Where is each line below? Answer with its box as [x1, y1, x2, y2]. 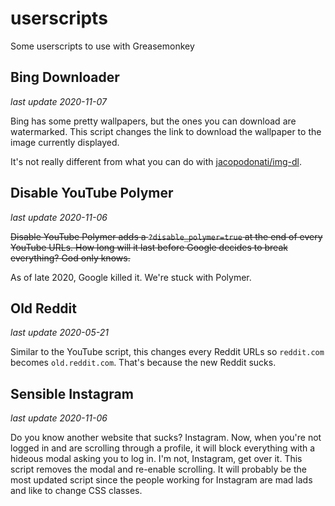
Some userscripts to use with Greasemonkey [10, 40, 195, 52]
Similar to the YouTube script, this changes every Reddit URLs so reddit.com [10, 346, 325, 358]
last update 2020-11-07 [10, 95, 107, 107]
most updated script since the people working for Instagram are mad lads [10, 474, 313, 486]
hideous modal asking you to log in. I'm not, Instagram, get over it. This [10, 453, 303, 465]
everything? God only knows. [10, 252, 131, 264]
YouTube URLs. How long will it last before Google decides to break [10, 241, 288, 253]
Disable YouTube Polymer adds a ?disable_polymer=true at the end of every [10, 230, 323, 242]
